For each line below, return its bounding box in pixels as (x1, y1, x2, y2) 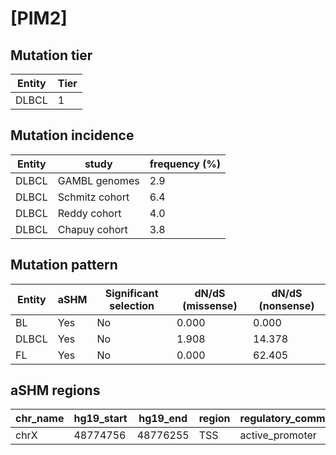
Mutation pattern (10, 257, 118, 274)
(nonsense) (258, 298, 315, 312)
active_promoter (239, 428, 317, 442)
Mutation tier (10, 47, 93, 64)
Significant (104, 286, 159, 300)
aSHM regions (10, 382, 101, 399)
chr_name (15, 412, 65, 426)
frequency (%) (149, 157, 222, 171)
